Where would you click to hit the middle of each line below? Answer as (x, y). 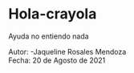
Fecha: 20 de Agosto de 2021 (57, 60)
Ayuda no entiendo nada (49, 36)
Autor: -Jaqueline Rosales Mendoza (67, 51)
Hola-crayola (53, 14)
